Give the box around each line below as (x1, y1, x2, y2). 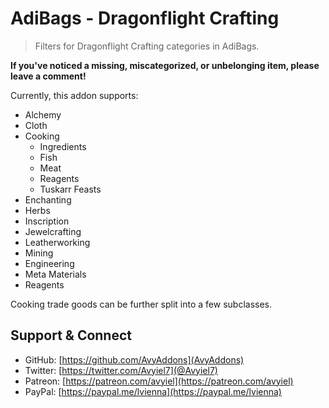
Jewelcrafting (24, 225, 82, 237)
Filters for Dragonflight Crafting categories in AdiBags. (34, 40, 260, 52)
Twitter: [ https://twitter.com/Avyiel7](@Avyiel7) (24, 364, 218, 376)
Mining (24, 247, 54, 259)
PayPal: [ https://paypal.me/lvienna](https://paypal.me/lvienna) (24, 385, 282, 397)
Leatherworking (24, 236, 91, 248)
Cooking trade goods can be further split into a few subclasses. (10, 298, 273, 310)
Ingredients (39, 140, 87, 152)
